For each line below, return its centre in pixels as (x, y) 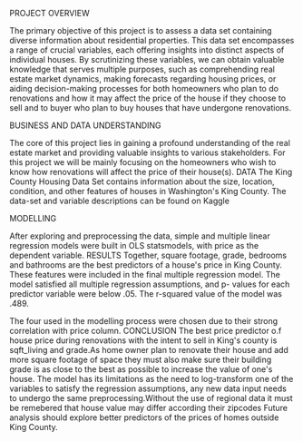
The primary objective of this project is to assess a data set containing (141, 30)
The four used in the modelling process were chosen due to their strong (144, 321)
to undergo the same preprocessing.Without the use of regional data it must (151, 398)
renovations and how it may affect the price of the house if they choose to (148, 98)
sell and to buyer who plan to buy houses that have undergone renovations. (151, 108)
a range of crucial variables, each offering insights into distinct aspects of (147, 50)
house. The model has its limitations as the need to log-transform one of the (151, 379)
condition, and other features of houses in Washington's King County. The (148, 191)
